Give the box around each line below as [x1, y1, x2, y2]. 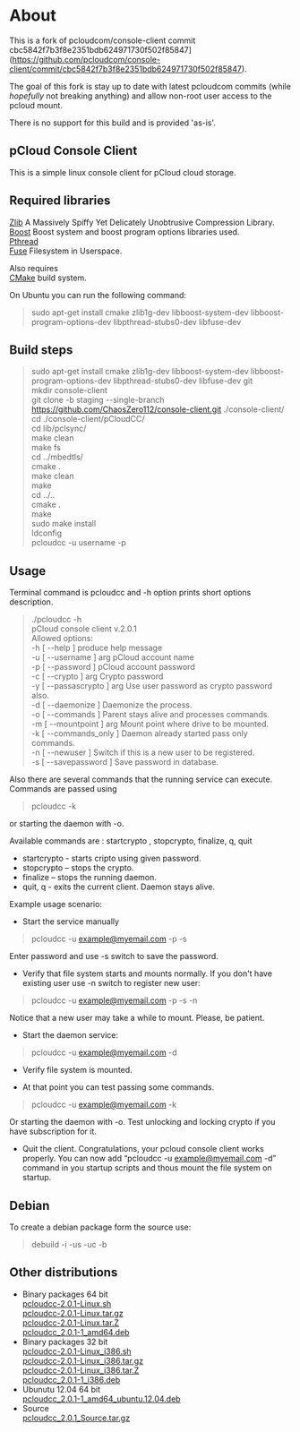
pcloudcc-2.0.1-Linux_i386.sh [21, 1345, 132, 1357]
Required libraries [9, 193, 111, 209]
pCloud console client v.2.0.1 [30, 623, 137, 634]
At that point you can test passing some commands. [21, 1082, 215, 1093]
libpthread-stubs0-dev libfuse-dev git [113, 375, 253, 386]
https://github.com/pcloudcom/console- [12, 54, 161, 64]
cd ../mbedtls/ [30, 451, 83, 462]
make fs [30, 442, 61, 453]
